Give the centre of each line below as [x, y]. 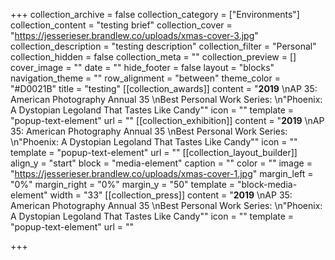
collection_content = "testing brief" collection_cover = [121, 25]
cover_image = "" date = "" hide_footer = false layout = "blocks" [142, 67]
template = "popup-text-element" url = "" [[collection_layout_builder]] [154, 152]
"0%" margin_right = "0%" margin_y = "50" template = [123, 184]
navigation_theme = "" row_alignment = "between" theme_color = [145, 78]
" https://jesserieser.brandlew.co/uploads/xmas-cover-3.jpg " [134, 35]
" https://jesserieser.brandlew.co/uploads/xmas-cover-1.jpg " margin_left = [162, 173]
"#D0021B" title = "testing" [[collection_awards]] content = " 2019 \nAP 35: [164, 88]
